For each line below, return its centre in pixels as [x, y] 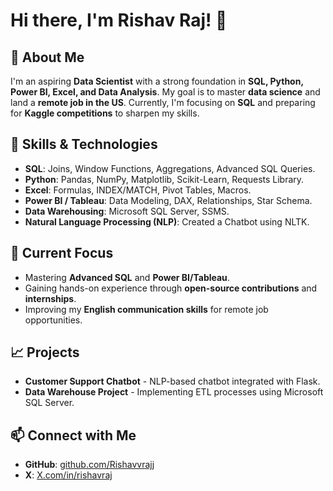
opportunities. [53, 320]
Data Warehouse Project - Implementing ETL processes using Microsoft [174, 392]
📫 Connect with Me [73, 435]
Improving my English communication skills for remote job [146, 309]
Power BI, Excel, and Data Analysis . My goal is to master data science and [165, 92]
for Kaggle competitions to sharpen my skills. [105, 113]
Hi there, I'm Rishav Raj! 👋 [119, 20]
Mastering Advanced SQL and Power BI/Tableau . [127, 277]
